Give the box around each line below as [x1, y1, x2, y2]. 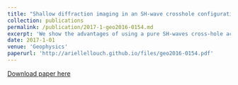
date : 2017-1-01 [7, 37, 55, 44]
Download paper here [7, 69, 71, 78]
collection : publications [7, 17, 84, 24]
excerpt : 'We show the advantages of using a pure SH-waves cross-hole [7, 30, 223, 38]
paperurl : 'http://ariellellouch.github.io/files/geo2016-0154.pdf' [7, 50, 214, 57]
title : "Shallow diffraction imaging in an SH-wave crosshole [7, 10, 195, 18]
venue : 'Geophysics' [7, 43, 69, 50]
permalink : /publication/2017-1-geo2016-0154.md [7, 23, 154, 30]
